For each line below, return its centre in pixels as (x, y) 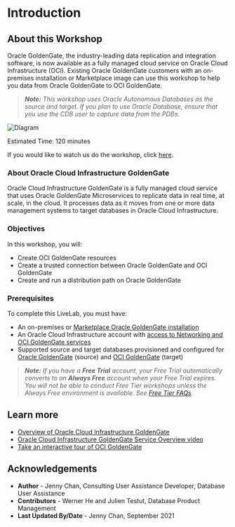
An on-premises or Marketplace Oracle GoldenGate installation (108, 327)
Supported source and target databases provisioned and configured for (121, 349)
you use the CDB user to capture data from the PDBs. (102, 114)
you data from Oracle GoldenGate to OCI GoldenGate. (85, 85)
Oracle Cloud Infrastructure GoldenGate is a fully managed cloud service (113, 188)
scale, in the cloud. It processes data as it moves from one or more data (111, 203)
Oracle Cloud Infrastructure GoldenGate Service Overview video (110, 439)
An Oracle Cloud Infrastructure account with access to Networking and (120, 334)
